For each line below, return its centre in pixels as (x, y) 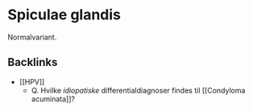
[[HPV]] (32, 81)
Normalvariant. (32, 37)
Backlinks (33, 62)
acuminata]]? (53, 99)
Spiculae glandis (64, 15)
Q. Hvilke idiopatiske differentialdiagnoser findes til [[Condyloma (138, 90)
